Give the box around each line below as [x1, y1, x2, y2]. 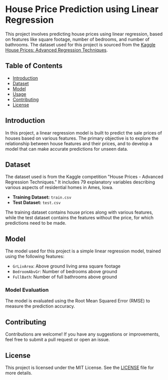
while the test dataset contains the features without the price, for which [5, 215, 154, 221]
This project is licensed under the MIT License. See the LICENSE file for [5, 364, 154, 371]
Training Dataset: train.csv [12, 194, 72, 200]
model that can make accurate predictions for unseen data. [5, 146, 129, 152]
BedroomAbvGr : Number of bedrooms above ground [12, 269, 118, 275]
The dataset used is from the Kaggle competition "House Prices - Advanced [5, 174, 163, 180]
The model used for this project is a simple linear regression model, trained [5, 248, 161, 254]
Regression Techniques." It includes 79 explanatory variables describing [5, 179, 155, 185]
